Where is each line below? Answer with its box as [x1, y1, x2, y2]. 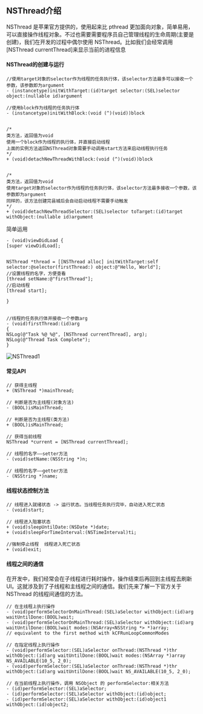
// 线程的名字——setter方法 [6, 451, 68, 457]
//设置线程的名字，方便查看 [6, 271, 67, 277]
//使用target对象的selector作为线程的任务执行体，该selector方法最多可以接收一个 [6, 76, 193, 82]
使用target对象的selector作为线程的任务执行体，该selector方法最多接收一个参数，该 [6, 185, 197, 192]
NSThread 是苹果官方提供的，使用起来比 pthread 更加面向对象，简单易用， [6, 23, 194, 30]
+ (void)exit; [6, 547, 42, 553]
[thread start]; [6, 288, 47, 294]
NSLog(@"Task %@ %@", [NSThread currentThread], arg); [6, 331, 148, 338]
